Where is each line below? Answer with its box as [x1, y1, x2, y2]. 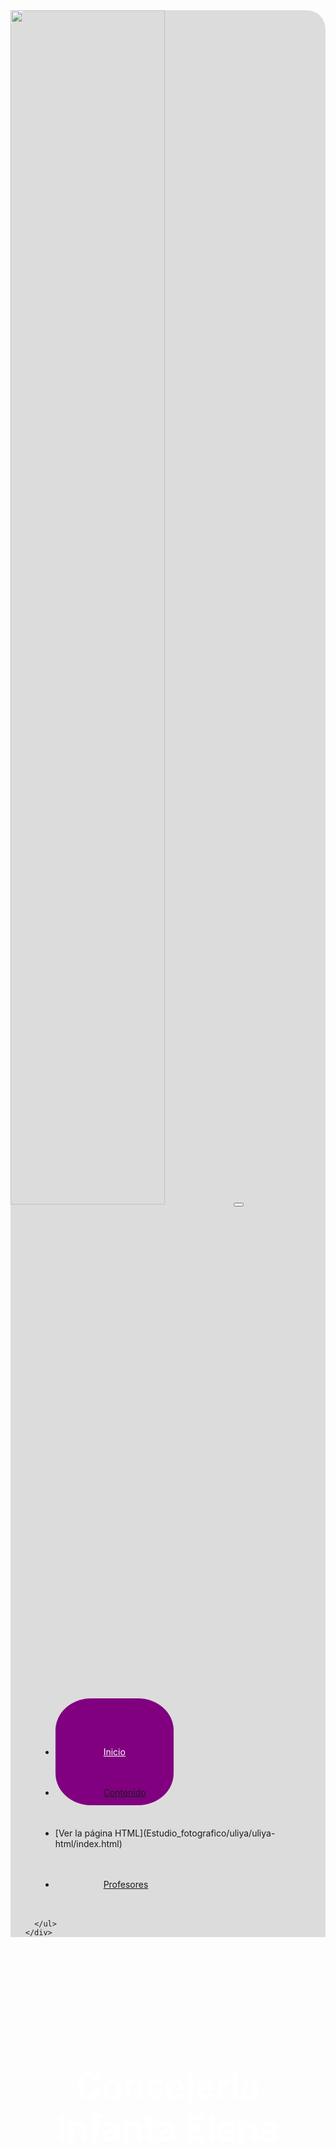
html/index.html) [54, 1838, 123, 1850]
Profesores [103, 1879, 149, 1891]
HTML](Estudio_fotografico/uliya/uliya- [114, 1827, 276, 1839]
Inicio [103, 1746, 126, 1758]
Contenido [103, 1787, 147, 1799]
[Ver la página [54, 1827, 113, 1839]
